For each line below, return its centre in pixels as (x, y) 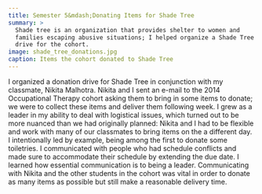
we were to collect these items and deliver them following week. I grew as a (130, 106)
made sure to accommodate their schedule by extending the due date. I (124, 156)
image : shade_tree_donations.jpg (63, 52)
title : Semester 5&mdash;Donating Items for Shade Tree (101, 15)
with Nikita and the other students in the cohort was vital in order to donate (129, 173)
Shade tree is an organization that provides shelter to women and (128, 30)
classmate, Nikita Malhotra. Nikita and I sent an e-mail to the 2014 (114, 90)
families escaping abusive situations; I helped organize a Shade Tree (135, 37)
